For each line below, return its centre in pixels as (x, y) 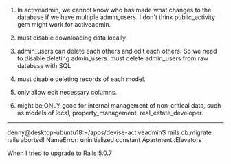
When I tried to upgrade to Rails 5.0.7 (59, 153)
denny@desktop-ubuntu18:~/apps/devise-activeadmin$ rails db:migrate (109, 132)
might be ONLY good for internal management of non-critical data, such (119, 105)
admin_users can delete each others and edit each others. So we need (117, 51)
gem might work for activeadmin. (64, 24)
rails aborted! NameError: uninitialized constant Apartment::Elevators (104, 140)
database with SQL (44, 66)
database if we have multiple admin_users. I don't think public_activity (116, 17)
